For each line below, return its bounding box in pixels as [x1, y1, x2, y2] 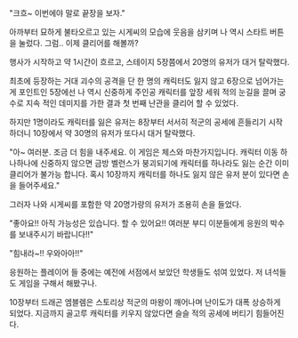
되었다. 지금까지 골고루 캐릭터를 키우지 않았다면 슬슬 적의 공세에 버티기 [9, 308, 254, 318]
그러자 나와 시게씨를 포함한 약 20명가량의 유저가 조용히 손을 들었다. [9, 199, 242, 209]
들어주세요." [18, 181, 60, 190]
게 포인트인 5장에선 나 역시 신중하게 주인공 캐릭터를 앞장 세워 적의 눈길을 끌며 [9, 87, 278, 97]
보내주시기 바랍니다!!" [18, 229, 94, 239]
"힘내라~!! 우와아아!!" [9, 248, 84, 258]
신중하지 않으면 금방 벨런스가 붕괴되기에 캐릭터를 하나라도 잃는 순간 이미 [39, 158, 290, 168]
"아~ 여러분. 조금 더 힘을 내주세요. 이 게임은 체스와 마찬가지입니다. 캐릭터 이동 [9, 147, 278, 157]
